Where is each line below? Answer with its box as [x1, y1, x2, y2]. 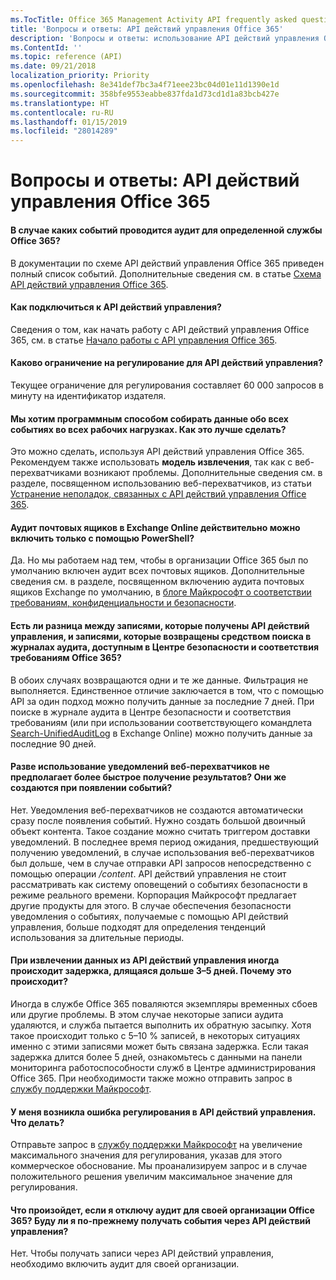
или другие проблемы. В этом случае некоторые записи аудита [10, 1008, 284, 1020]
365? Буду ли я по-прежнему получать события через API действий [10, 1214, 311, 1226]
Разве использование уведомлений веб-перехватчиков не [10, 761, 270, 773]
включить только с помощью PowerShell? [10, 532, 195, 544]
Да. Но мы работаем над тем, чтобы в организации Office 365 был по [10, 554, 309, 566]
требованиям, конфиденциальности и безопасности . [10, 597, 237, 609]
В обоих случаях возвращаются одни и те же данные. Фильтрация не [10, 674, 309, 686]
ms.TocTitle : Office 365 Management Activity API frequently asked [10, 14, 298, 25]
